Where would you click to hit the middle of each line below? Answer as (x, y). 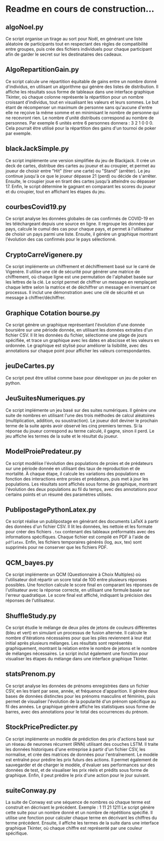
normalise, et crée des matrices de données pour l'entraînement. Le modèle (82, 754)
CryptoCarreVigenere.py (44, 255)
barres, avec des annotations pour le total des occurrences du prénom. (77, 712)
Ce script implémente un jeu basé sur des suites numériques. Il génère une (81, 410)
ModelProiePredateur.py (44, 452)
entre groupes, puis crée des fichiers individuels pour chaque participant (79, 49)
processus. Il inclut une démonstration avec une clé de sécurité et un (75, 293)
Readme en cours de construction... (80, 9)
